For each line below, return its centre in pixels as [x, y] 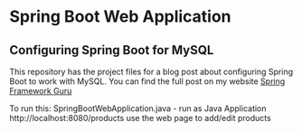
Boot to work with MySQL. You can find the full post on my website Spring [147, 81]
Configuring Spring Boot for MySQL [112, 50]
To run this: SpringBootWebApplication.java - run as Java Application [138, 108]
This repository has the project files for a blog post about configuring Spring [151, 71]
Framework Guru [41, 91]
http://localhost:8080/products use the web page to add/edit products [140, 118]
